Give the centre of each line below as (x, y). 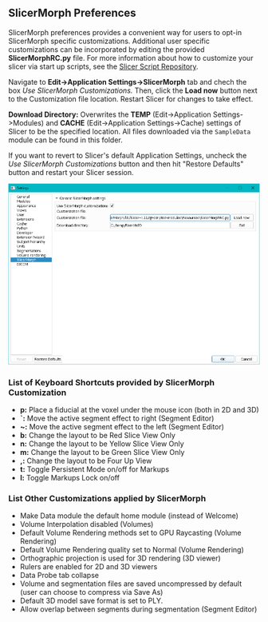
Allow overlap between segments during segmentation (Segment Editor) (138, 609)
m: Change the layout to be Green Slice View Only (102, 453)
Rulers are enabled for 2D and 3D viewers (89, 567)
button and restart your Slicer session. (71, 172)
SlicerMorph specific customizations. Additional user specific (109, 41)
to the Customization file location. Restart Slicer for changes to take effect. (131, 98)
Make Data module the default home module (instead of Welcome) (129, 516)
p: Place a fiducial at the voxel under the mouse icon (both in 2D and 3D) (139, 410)
